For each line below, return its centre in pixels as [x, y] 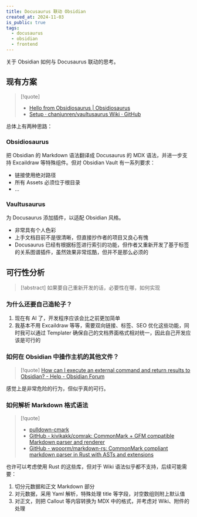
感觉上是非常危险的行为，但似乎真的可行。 [57, 388]
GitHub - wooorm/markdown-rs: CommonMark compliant [98, 448]
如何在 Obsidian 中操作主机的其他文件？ [62, 357]
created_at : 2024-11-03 [35, 17]
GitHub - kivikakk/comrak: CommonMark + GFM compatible [102, 435]
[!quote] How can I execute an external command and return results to [105, 370]
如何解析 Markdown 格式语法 [47, 405]
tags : [13, 28]
